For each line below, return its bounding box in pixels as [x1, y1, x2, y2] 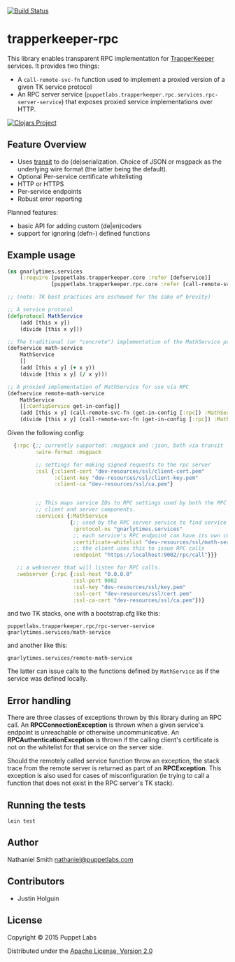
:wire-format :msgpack [35, 448, 101, 455]
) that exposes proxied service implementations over [62, 97, 213, 106]
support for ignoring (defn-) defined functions [17, 229, 150, 237]
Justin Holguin [17, 894, 59, 903]
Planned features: [7, 208, 58, 216]
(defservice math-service [7, 345, 83, 352]
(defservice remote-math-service [7, 390, 105, 397]
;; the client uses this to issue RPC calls [73, 545, 205, 552]
